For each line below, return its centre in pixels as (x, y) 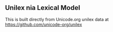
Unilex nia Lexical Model (43, 8)
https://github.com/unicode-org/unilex (44, 24)
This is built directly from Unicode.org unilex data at (57, 19)
